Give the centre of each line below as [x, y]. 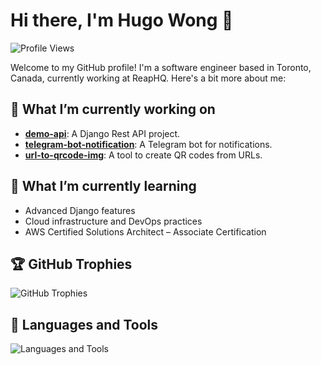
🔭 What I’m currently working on [113, 109]
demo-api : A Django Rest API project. [102, 133]
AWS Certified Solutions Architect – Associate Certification [145, 231]
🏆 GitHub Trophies [71, 264]
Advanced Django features [80, 210]
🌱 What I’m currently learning [103, 186]
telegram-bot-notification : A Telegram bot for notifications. [148, 144]
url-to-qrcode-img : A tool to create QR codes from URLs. [143, 155]
